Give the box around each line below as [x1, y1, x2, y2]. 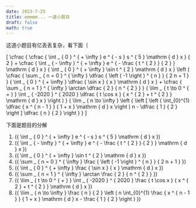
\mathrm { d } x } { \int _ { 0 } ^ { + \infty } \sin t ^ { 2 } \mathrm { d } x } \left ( [6, 66, 190, 73]
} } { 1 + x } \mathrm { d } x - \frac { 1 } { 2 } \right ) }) [14, 196, 142, 203]
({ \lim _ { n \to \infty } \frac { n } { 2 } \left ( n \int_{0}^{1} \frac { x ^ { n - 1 [14, 189, 190, 196]
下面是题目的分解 [6, 121, 47, 129]
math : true [6, 25, 33, 31]
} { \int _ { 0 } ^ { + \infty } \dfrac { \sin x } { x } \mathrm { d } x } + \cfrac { [6, 79, 183, 86]
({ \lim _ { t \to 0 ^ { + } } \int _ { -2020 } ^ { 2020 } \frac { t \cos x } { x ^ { [14, 177, 189, 184]
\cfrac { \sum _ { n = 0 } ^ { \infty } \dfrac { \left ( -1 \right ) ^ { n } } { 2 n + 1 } [6, 72, 189, 79]
